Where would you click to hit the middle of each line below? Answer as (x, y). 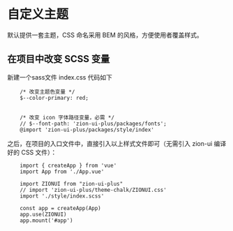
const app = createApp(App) (60, 208)
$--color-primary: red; (54, 98)
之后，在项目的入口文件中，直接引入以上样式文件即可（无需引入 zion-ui (110, 143)
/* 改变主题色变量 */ (47, 91)
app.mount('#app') (46, 221)
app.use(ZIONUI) (44, 214)
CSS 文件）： (39, 152)
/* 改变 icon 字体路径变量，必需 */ (67, 117)
